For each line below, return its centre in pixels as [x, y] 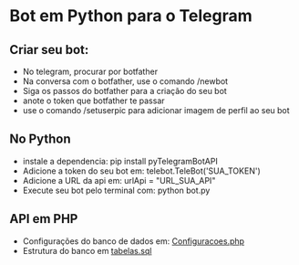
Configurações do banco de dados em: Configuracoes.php [133, 241]
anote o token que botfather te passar [94, 101]
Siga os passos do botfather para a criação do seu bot [125, 91]
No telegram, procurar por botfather [90, 71]
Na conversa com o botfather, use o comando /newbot [125, 81]
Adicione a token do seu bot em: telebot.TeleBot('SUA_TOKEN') [142, 171]
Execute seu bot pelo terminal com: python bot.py [116, 190]
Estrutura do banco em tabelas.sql [87, 250]
